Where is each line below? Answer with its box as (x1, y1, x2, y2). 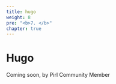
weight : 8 (6, 14, 31, 20)
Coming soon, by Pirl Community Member (6, 71, 110, 79)
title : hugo (6, 8, 36, 15)
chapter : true (6, 25, 42, 32)
